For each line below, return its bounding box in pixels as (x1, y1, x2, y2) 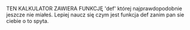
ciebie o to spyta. (6, 18, 49, 24)
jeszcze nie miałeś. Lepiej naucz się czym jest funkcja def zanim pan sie (6, 11, 185, 18)
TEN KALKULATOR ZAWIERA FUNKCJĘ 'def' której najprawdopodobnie (6, 5, 183, 12)
